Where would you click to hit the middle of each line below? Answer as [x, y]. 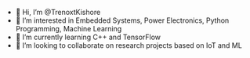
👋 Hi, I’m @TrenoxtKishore [58, 12]
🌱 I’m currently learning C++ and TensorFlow [88, 37]
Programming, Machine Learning [69, 29]
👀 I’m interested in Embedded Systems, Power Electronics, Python [122, 20]
